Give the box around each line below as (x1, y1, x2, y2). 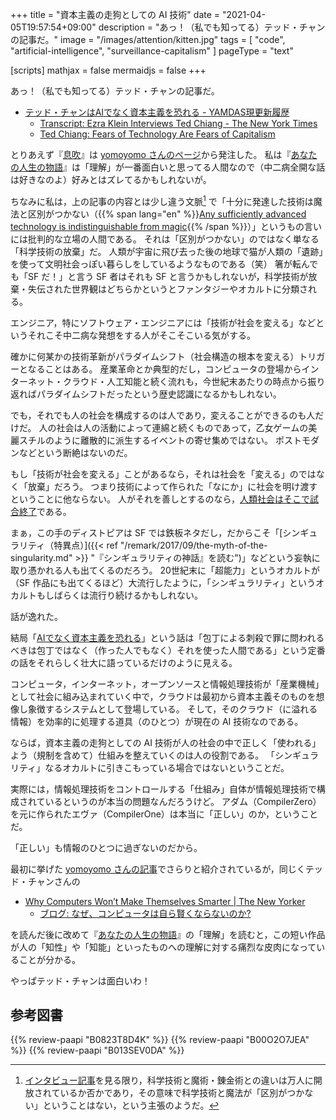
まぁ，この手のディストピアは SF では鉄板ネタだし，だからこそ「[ (10, 526, 283, 538)
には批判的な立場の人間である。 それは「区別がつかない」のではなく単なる (10, 233, 320, 245)
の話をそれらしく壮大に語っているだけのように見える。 (10, 656, 238, 668)
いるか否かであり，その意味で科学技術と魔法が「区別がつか (59, 1087, 305, 1099)
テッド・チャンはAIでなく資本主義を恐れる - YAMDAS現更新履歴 (24, 106, 290, 118)
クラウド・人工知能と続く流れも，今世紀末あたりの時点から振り (62, 375, 326, 387)
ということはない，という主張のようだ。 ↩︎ (42, 1099, 220, 1112)
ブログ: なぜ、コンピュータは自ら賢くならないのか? (39, 907, 252, 919)
